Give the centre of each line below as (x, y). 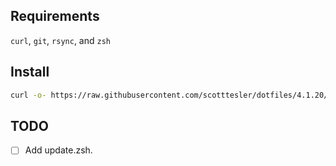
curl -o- (28, 95)
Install (30, 72)
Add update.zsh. (58, 150)
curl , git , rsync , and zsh (60, 40)
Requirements (55, 16)
